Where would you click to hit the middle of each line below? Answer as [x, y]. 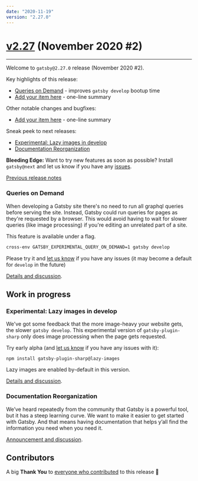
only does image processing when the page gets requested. [93, 337]
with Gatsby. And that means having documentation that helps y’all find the [97, 422]
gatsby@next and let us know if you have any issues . [69, 167]
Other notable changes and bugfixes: [51, 108]
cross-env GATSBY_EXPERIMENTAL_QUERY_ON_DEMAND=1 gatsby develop [88, 247]
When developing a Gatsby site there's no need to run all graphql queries [95, 206]
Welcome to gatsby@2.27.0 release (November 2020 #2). [75, 68]
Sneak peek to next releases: [41, 131]
